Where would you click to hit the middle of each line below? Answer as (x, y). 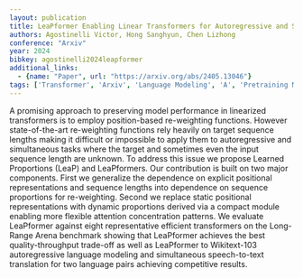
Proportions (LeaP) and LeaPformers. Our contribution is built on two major (149, 168)
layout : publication (48, 18)
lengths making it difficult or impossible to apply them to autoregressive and (151, 139)
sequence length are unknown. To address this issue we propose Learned (147, 158)
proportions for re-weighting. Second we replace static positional (131, 197)
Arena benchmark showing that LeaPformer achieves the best (150, 235)
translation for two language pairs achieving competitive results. (129, 264)
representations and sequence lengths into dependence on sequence (139, 187)
